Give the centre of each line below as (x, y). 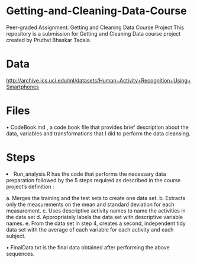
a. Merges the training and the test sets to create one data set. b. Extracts (96, 198)
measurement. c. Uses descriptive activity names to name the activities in (96, 210)
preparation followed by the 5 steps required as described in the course (93, 180)
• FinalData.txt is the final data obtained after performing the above (88, 247)
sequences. (20, 254)
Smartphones (23, 87)
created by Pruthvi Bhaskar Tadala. (49, 40)
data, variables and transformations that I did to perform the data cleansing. (98, 133)
